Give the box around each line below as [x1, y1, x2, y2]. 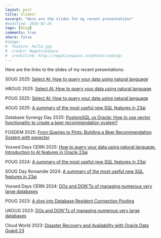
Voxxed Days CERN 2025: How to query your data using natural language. [5, 144, 156, 150]
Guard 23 [5, 228, 25, 234]
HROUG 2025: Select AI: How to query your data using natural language [5, 86, 152, 92]
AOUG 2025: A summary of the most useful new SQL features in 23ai [5, 105, 146, 111]
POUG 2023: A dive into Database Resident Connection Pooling [5, 198, 134, 204]
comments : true [5, 30, 37, 35]
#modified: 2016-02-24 [5, 21, 52, 26]
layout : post [5, 7, 32, 12]
